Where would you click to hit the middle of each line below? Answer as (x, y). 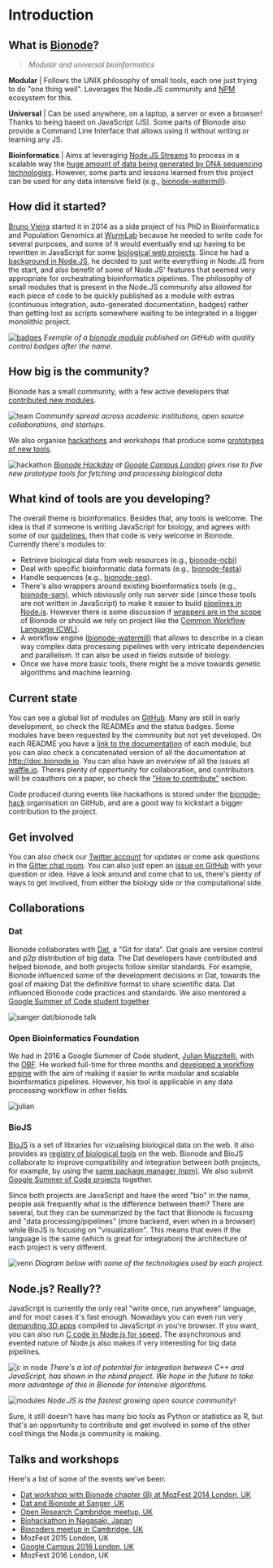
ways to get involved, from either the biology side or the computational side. (136, 883)
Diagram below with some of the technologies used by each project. (149, 1263)
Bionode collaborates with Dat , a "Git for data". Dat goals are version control (136, 949)
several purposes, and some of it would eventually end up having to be (127, 244)
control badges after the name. (61, 346)
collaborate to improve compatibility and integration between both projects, (134, 1162)
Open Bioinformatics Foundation (74, 1038)
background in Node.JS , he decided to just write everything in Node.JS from (136, 261)
